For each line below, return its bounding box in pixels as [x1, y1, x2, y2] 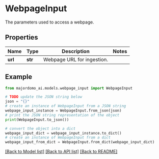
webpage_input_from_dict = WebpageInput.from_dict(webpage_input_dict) [5, 140, 155, 145]
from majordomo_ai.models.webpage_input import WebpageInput [5, 86, 133, 91]
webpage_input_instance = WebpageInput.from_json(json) [5, 108, 122, 113]
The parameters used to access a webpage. [5, 19, 94, 25]
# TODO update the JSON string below [5, 94, 82, 99]
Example [5, 73, 32, 81]
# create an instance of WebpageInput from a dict [5, 135, 111, 140]
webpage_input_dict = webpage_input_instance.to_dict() [5, 131, 122, 136]
